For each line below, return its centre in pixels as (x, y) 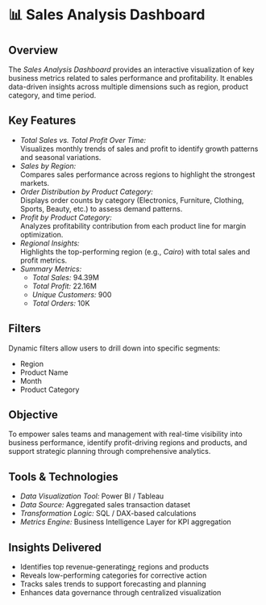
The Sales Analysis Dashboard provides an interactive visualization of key (131, 69)
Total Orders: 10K (61, 303)
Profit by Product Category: (66, 217)
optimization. (42, 234)
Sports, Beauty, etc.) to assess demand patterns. (101, 208)
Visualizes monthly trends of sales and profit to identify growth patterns (139, 149)
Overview (33, 50)
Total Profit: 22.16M (64, 286)
